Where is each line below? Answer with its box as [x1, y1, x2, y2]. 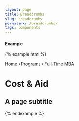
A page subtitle [5, 97, 53, 106]
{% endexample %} [5, 111, 45, 117]
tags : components [5, 25, 40, 30]
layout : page [5, 7, 32, 12]
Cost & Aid [5, 78, 49, 89]
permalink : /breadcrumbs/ [5, 21, 58, 26]
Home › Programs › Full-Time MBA [5, 61, 75, 67]
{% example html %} [5, 51, 47, 57]
